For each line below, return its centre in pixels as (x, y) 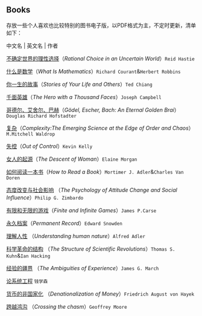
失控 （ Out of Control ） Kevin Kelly (49, 146)
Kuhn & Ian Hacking (28, 256)
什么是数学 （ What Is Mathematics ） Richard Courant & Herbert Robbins (93, 71)
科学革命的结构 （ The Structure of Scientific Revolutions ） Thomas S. (91, 249)
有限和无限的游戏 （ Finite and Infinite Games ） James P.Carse (81, 210)
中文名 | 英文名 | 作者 (32, 45)
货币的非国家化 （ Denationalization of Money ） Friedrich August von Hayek (100, 294)
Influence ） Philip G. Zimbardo (45, 197)
